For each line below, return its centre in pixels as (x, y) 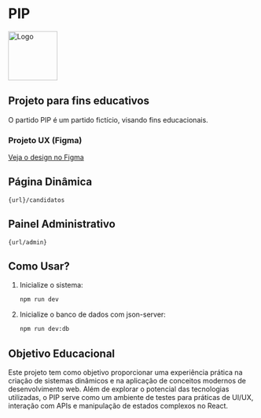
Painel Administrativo (62, 224)
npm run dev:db (44, 329)
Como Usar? (39, 267)
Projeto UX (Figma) (45, 140)
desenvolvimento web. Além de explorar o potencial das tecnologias (119, 389)
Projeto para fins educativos (79, 101)
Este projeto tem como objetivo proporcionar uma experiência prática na (125, 372)
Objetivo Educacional (62, 353)
